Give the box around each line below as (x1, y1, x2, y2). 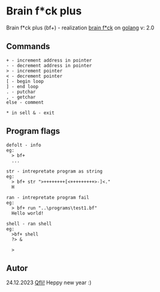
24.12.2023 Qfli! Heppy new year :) (6, 279, 92, 286)
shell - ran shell (6, 221, 52, 227)
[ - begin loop (6, 78, 44, 85)
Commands (6, 41, 51, 52)
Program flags (6, 126, 60, 136)
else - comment (6, 99, 44, 106)
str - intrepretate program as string (6, 168, 103, 174)
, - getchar (6, 94, 36, 100)
